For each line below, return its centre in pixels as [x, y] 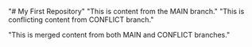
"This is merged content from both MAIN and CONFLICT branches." [119, 35]
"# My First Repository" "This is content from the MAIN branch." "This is [126, 11]
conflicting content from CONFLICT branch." [81, 20]
